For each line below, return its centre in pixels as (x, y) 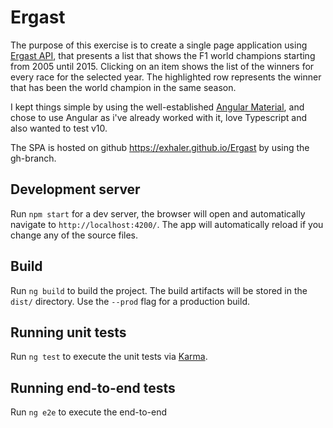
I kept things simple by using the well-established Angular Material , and (157, 107)
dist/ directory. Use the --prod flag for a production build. (130, 301)
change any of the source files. (74, 235)
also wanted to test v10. (59, 128)
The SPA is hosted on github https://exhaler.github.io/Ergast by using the (160, 147)
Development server (75, 189)
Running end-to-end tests (93, 387)
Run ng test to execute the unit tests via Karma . (109, 357)
